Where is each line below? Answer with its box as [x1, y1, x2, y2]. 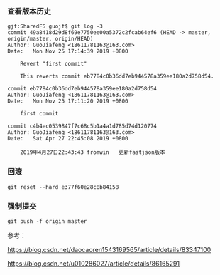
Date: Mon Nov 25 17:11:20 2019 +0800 [7, 98, 129, 105]
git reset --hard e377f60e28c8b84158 [7, 183, 119, 190]
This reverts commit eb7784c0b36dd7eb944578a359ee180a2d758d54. [20, 73, 214, 80]
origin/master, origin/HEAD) [7, 36, 94, 43]
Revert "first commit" [20, 61, 87, 68]
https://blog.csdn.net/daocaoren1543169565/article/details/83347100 [7, 245, 211, 254]
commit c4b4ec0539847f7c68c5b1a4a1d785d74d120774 [7, 123, 158, 130]
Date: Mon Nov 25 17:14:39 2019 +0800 [7, 48, 129, 55]
